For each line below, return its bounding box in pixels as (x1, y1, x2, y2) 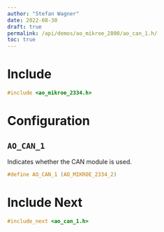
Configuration (7, 113, 91, 129)
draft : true (7, 23, 42, 30)
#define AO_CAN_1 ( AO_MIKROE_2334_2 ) (7, 171, 117, 178)
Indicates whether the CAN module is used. (7, 157, 133, 166)
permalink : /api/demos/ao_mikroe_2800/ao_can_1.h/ (7, 29, 158, 37)
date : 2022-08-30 (7, 17, 58, 24)
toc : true (7, 36, 36, 43)
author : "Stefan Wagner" (7, 10, 80, 17)
